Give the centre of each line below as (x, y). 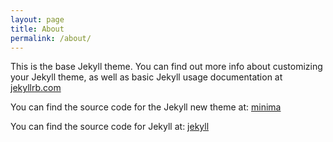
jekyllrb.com (36, 88)
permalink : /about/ (51, 38)
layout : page (37, 19)
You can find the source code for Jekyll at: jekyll (110, 127)
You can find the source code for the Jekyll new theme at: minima (146, 107)
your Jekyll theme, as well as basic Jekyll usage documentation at (146, 77)
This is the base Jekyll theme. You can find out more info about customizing (166, 67)
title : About (37, 29)
